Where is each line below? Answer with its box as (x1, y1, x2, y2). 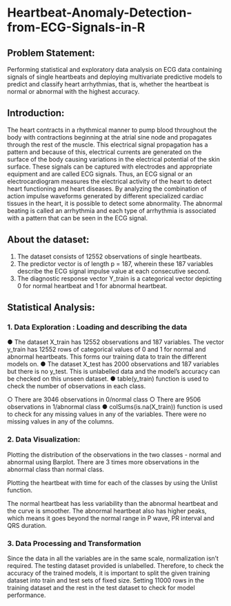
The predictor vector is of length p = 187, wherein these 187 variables (17, 259, 214, 267)
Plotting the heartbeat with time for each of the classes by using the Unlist (7, 478, 218, 486)
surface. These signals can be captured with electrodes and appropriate (7, 162, 212, 171)
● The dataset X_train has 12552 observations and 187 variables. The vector (7, 338, 224, 346)
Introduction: (7, 107, 65, 119)
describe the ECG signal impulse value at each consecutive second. (17, 267, 210, 275)
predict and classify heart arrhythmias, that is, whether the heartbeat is (7, 80, 210, 88)
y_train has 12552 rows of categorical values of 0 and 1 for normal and (7, 345, 206, 354)
